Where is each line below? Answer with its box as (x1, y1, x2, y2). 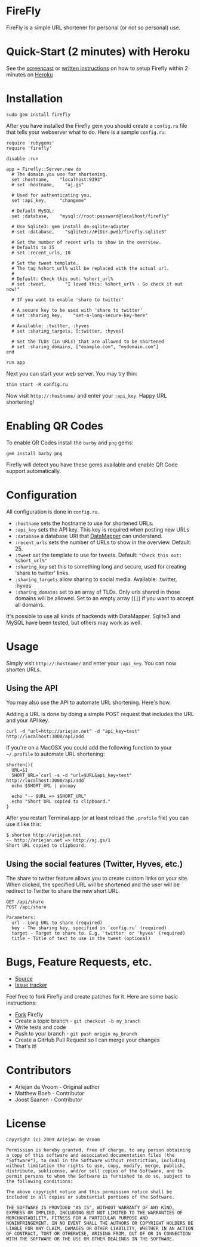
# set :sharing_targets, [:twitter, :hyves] (11, 328, 124, 334)
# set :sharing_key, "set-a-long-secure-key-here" (11, 312, 148, 318)
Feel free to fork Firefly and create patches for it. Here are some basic (6, 993, 178, 1000)
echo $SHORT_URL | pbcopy (11, 783, 76, 789)
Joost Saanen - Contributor (14, 1096, 82, 1103)
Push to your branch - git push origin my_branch (14, 1030, 137, 1037)
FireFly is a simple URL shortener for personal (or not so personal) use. (6, 24, 181, 31)
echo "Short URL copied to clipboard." (11, 798, 111, 804)
